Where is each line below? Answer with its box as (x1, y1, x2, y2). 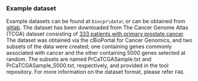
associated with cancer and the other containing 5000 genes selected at (6, 49, 186, 57)
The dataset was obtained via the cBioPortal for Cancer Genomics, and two (6, 37, 193, 44)
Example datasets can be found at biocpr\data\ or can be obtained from (6, 18, 186, 25)
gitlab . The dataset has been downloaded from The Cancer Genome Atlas (6, 24, 189, 31)
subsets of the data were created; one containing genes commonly (6, 43, 172, 50)
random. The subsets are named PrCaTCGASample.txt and (6, 55, 152, 63)
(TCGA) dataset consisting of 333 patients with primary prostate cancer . (6, 30, 185, 38)
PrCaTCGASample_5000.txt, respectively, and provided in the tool (6, 62, 169, 69)
